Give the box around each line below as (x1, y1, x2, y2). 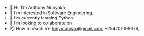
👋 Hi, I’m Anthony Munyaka (9, 5, 65, 10)
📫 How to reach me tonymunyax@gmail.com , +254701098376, (9, 26, 140, 31)
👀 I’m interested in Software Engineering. (9, 10, 94, 16)
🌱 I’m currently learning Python (9, 15, 73, 20)
